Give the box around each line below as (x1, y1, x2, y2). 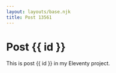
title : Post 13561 (6, 14, 52, 20)
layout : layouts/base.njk (6, 8, 71, 15)
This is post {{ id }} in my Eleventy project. (6, 60, 111, 67)
